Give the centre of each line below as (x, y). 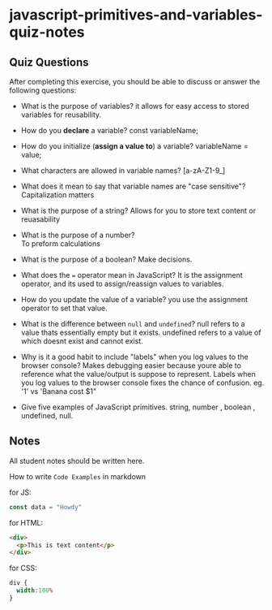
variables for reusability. (61, 115)
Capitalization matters (57, 195)
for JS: (20, 492)
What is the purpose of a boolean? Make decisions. (106, 259)
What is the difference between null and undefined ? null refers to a (133, 324)
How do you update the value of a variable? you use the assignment (134, 299)
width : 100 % (35, 591)
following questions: (43, 90)
